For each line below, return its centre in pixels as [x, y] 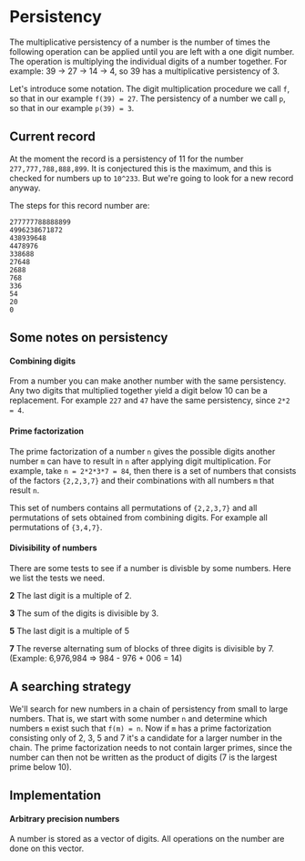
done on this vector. [47, 848]
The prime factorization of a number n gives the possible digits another [142, 451]
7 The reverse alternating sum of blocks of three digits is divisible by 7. [142, 648]
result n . [25, 490]
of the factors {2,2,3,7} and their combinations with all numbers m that [142, 480]
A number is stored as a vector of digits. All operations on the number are [147, 839]
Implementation [56, 795]
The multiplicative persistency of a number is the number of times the [140, 42]
